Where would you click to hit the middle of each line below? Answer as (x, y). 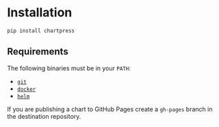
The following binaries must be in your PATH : (69, 68)
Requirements (38, 52)
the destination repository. (44, 116)
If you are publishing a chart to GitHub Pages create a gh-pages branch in (110, 109)
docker (26, 89)
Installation (40, 13)
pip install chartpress (41, 31)
